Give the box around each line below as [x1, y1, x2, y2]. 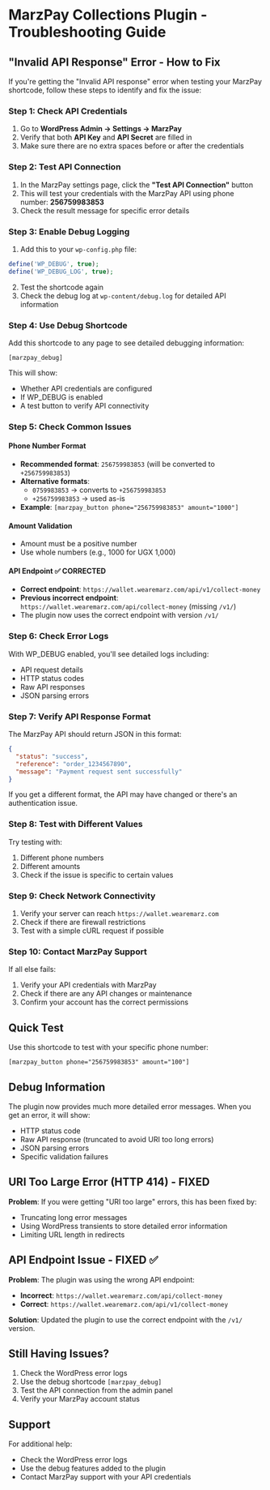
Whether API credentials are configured [19, 383, 153, 393]
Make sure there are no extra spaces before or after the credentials [19, 141, 244, 151]
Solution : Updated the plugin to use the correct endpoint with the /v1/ [8, 1315, 243, 1325]
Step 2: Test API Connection [8, 161, 121, 173]
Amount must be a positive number [19, 539, 137, 549]
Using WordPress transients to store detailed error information [19, 1221, 228, 1231]
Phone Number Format [8, 441, 86, 451]
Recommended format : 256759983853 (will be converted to [19, 460, 216, 469]
